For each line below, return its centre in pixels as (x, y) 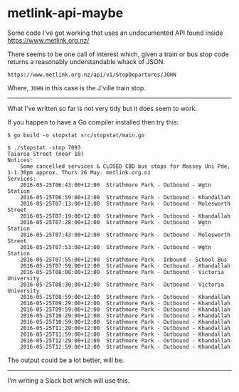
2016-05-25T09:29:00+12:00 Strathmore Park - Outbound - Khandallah (126, 303)
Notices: (20, 160)
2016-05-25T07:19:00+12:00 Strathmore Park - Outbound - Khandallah (126, 216)
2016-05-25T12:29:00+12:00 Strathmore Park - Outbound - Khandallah (126, 340)
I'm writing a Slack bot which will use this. (69, 380)
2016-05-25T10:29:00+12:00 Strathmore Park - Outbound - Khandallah (126, 316)
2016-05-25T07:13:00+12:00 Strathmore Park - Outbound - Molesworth (126, 203)
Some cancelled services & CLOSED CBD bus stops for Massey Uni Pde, (126, 166)
